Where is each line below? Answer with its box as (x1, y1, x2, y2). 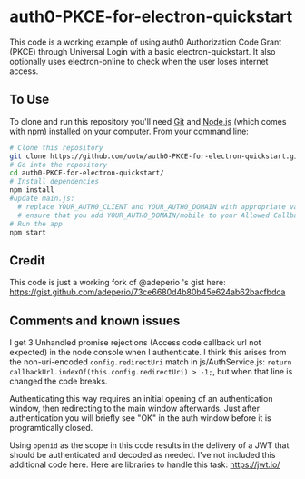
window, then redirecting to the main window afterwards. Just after (9, 403, 261, 414)
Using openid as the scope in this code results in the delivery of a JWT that (9, 440, 290, 451)
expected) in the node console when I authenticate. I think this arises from (9, 347, 287, 357)
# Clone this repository (9, 143, 103, 152)
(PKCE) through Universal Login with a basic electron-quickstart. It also (9, 45, 276, 56)
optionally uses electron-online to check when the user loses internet (9, 55, 269, 66)
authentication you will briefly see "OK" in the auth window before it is (9, 413, 271, 424)
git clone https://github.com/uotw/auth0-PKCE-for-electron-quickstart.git (9, 152, 302, 161)
